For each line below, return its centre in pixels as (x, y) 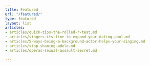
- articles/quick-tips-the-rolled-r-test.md (51, 32)
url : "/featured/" (24, 14)
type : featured (21, 19)
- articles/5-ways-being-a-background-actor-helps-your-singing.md (75, 42)
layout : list (18, 23)
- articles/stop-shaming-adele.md (40, 46)
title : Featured (21, 10)
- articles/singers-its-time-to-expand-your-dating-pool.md (68, 37)
